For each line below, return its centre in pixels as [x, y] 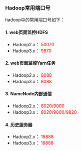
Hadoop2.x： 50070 [33, 44]
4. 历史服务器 [19, 124]
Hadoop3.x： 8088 [32, 81]
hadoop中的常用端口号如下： [35, 20]
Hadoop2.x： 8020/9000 [38, 106]
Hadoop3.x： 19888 [33, 143]
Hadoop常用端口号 [28, 8]
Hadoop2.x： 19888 [33, 137]
